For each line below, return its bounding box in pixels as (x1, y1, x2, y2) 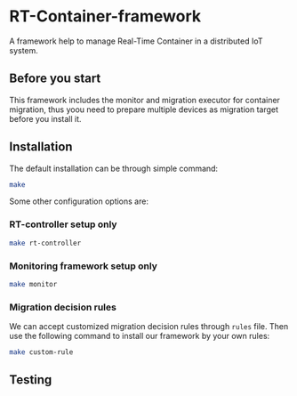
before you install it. (9, 113, 82, 124)
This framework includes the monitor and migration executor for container (9, 94, 280, 105)
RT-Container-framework (9, 6, 202, 27)
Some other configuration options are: (9, 196, 149, 206)
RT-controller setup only (9, 218, 117, 230)
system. (9, 44, 38, 55)
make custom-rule (9, 348, 74, 357)
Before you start (9, 71, 101, 86)
